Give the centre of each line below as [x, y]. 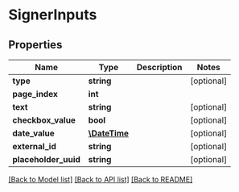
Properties [35, 45]
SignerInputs [53, 15]
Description [159, 67]
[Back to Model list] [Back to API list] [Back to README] [101, 179]
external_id [34, 146]
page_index [35, 94]
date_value [33, 133]
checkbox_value [44, 120]
